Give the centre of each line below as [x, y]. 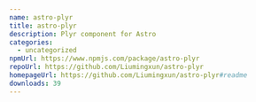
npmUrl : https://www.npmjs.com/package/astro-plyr [105, 59]
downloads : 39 [35, 83]
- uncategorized [47, 51]
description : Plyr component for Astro [83, 34]
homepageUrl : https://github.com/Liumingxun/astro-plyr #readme [128, 75]
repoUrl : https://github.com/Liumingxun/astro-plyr [106, 67]
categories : [31, 42]
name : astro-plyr [41, 17]
